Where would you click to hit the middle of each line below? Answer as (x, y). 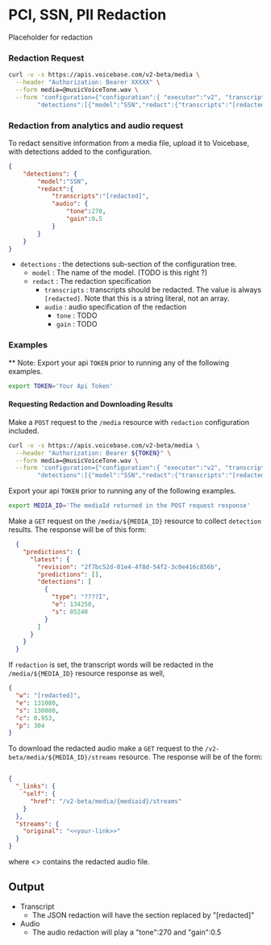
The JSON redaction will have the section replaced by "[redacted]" (143, 915)
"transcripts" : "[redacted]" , (100, 196)
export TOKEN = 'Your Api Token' (61, 386)
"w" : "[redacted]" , (48, 696)
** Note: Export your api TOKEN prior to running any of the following (119, 362)
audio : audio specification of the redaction (115, 307)
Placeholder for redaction (51, 37)
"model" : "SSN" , (63, 181)
